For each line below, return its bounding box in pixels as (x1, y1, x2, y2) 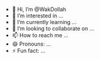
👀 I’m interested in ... (12, 12, 64, 19)
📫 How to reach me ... (12, 32, 68, 39)
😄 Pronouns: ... (12, 40, 52, 48)
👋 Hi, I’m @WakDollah (12, 6, 67, 13)
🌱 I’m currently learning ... (12, 19, 77, 25)
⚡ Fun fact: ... (12, 47, 45, 54)
